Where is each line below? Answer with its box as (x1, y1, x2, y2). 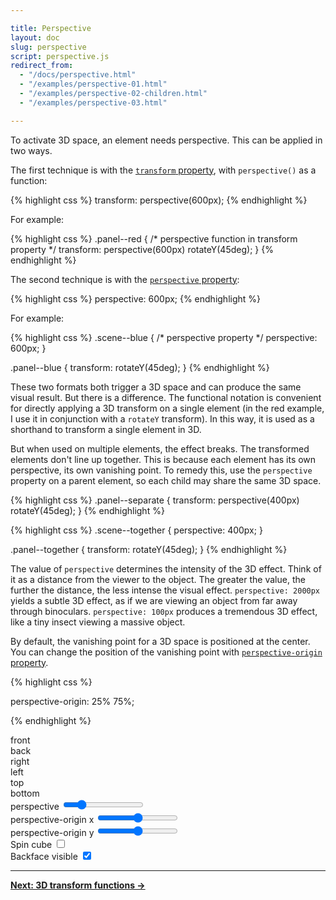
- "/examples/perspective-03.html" (19, 97, 168, 108)
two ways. (10, 144, 53, 156)
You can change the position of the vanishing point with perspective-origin (10, 646, 323, 658)
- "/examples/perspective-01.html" (19, 79, 168, 90)
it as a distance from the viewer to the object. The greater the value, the (10, 573, 306, 585)
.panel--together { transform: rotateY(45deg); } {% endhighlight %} (10, 543, 288, 555)
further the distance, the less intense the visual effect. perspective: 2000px (10, 584, 321, 596)
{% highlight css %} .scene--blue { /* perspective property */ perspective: (10, 331, 318, 343)
